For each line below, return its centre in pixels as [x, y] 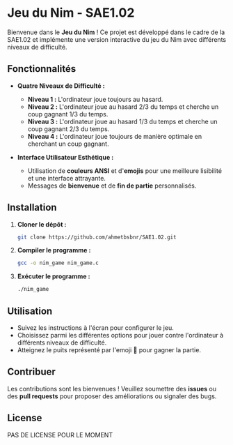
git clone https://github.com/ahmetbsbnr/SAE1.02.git [97, 237]
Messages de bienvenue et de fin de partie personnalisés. [112, 186]
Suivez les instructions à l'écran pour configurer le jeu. [95, 328]
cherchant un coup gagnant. [68, 144]
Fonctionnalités [42, 69]
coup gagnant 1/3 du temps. [68, 114]
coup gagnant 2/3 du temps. [69, 129]
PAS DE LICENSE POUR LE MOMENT [60, 435]
